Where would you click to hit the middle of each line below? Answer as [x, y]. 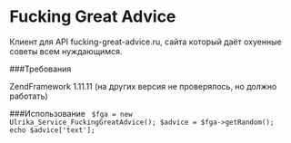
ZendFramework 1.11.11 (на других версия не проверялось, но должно [143, 86]
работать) [29, 96]
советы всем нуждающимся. [66, 51]
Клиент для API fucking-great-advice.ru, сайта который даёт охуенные [145, 42]
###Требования [40, 69]
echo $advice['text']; [52, 130]
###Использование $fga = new [71, 113]
